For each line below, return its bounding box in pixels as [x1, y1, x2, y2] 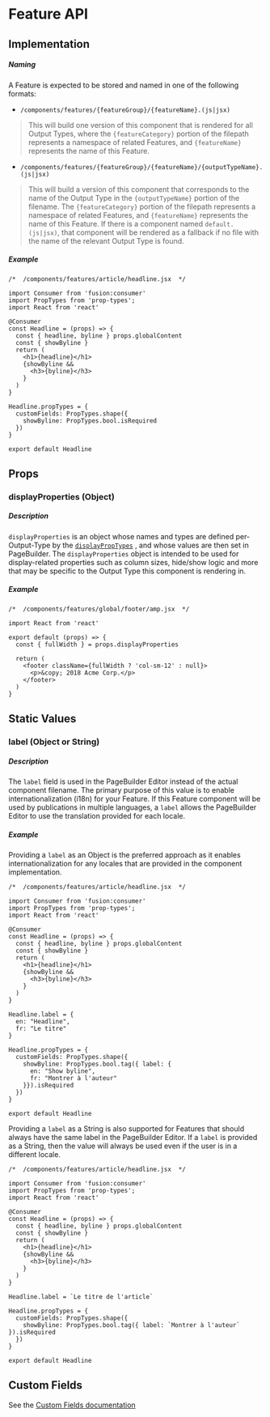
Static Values [8, 712, 77, 726]
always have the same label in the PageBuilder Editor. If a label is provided [8, 1133, 258, 1143]
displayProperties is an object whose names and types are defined [8, 531, 234, 541]
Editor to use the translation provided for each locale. [8, 811, 186, 821]
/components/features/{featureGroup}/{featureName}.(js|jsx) [19, 106, 231, 114]
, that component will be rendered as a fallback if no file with [57, 228, 259, 237]
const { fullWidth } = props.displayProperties [15, 640, 179, 649]
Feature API [8, 5, 89, 23]
